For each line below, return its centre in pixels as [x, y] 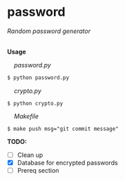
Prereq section [38, 170]
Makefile [26, 116]
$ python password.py [38, 77]
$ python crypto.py [35, 103]
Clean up [30, 155]
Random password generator [49, 31]
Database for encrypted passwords [68, 162]
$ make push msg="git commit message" [63, 129]
